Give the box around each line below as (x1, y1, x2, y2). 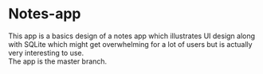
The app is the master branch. (8, 56, 108, 66)
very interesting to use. (8, 48, 84, 57)
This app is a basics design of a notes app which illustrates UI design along (8, 31, 256, 41)
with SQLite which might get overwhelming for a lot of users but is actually (8, 39, 253, 49)
